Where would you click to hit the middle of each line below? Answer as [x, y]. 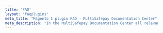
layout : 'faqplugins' [27, 14]
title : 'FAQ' [18, 9]
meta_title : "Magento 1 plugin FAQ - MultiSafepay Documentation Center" [81, 18]
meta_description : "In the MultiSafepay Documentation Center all [73, 23]
